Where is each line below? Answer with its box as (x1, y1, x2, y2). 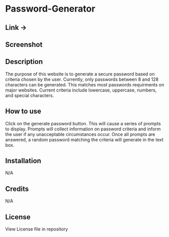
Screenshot (5, 40, 43, 49)
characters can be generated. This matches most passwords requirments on (5, 81, 164, 87)
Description (5, 58, 43, 66)
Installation (5, 156, 41, 165)
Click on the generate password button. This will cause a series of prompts (5, 120, 161, 126)
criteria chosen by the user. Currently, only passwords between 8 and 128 (5, 76, 159, 82)
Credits (5, 184, 29, 193)
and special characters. (5, 92, 54, 99)
